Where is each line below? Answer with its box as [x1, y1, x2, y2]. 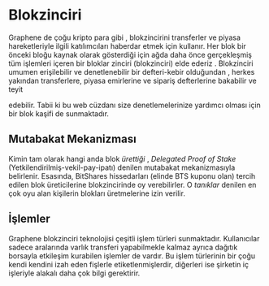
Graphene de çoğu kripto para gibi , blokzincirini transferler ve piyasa [8, 32, 241, 42]
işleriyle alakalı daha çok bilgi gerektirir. [8, 268, 141, 278]
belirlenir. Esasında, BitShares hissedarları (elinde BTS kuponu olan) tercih [8, 171, 256, 180]
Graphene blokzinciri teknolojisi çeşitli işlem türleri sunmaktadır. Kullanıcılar [8, 233, 260, 243]
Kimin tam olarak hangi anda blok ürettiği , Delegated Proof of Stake [8, 154, 236, 163]
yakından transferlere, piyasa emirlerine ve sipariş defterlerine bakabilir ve [8, 76, 258, 85]
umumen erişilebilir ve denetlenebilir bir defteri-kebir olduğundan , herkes [8, 67, 255, 76]
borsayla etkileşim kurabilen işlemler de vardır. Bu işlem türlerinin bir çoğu [8, 250, 256, 261]
